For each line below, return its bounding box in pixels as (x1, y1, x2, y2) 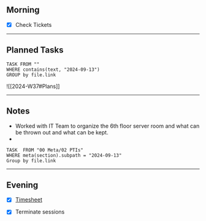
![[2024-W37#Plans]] (6, 82, 60, 90)
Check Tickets (15, 21, 52, 28)
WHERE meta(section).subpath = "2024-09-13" (6, 152, 122, 158)
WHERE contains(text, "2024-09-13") (6, 67, 100, 73)
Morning (6, 5, 40, 15)
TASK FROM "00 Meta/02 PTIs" (6, 147, 84, 153)
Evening (6, 179, 39, 190)
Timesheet (15, 196, 43, 203)
